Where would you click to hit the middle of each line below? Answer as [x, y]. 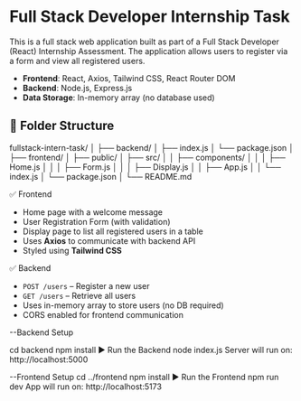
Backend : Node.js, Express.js [77, 88]
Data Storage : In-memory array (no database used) [118, 98]
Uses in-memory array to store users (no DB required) [123, 305]
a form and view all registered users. [77, 61]
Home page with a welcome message [92, 212]
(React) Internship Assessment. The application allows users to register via [149, 51]
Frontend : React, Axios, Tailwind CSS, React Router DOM [129, 78]
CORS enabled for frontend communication [103, 314]
